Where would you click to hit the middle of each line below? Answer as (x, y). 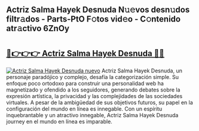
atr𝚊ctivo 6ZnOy (38, 28)
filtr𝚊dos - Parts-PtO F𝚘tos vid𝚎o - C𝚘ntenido (94, 19)
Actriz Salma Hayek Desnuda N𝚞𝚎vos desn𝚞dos (98, 10)
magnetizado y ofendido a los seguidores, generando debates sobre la (93, 90)
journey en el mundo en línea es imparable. (59, 121)
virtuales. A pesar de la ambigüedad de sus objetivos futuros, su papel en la (99, 102)
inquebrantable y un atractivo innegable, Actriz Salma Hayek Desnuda (92, 115)
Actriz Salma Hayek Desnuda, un (142, 71)
